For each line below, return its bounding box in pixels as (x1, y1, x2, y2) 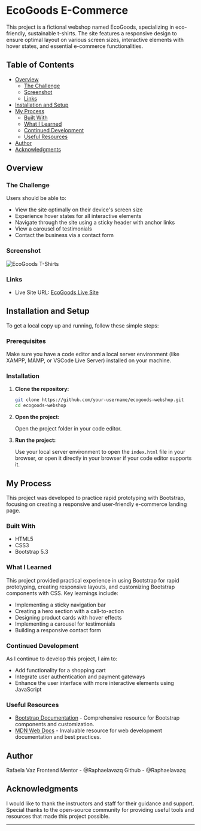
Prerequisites (6, 336, 46, 345)
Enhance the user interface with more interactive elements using (14, 679, 175, 686)
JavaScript (14, 686, 42, 693)
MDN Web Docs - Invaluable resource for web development (14, 727, 163, 734)
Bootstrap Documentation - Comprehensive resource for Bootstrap (14, 714, 180, 721)
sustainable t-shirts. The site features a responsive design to (28, 29, 178, 37)
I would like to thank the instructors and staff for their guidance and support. (6, 800, 194, 807)
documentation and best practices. (14, 733, 102, 741)
